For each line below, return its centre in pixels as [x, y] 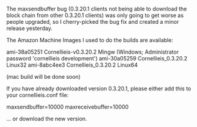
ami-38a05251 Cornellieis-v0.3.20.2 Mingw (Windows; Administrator [92, 52]
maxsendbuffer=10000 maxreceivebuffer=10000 [68, 107]
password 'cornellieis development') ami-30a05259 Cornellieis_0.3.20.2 [97, 58]
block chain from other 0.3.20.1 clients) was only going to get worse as [95, 15]
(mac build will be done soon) [44, 77]
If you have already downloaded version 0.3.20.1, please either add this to [99, 89]
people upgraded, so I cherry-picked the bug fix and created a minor [93, 22]
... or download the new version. [47, 119]
